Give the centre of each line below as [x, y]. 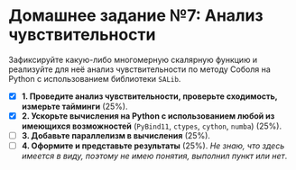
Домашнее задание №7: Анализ [136, 16]
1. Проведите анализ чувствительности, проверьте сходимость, [149, 96]
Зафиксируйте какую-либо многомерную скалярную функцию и [133, 59]
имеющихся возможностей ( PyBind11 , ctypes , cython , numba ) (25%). [151, 126]
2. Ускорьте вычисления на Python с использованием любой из [148, 116]
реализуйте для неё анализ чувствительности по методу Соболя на [140, 69]
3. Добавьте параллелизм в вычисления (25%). [116, 136]
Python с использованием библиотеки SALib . [95, 78]
